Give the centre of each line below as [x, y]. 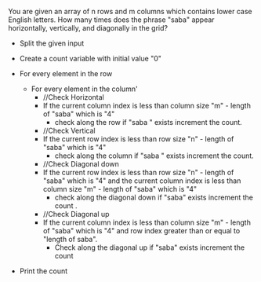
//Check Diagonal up [76, 214]
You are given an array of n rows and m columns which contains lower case [130, 11]
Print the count [43, 271]
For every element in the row [66, 73]
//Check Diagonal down [81, 164]
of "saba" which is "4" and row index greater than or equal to [141, 231]
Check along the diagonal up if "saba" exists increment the [150, 247]
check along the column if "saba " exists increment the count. [154, 156]
